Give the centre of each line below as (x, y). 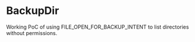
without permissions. (32, 33)
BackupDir (33, 11)
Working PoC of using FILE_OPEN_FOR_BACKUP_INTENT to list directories (97, 27)
